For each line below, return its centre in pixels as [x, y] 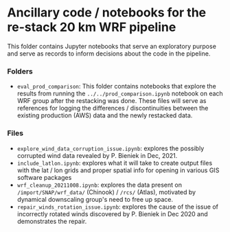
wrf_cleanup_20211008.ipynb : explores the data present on [99, 185]
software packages [44, 177]
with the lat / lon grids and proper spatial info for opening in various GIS [118, 170]
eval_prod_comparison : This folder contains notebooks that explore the [116, 86]
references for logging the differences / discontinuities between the [113, 108]
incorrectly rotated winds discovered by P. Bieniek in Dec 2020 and [112, 213]
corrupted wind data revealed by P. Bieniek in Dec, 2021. [97, 155]
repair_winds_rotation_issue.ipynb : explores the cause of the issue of [117, 207]
